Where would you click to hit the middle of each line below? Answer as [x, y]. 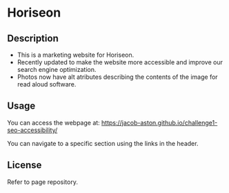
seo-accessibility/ [32, 130]
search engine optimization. [57, 70]
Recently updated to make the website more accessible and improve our [120, 62]
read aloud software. [47, 84]
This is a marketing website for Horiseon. [76, 55]
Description [33, 38]
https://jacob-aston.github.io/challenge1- [159, 122]
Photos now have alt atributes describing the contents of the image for [118, 77]
